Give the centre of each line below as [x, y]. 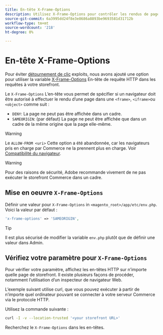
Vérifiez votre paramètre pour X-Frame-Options [76, 258]
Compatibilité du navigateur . [33, 153]
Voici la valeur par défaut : [31, 210]
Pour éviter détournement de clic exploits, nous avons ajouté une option [77, 74]
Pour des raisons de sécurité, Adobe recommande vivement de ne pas [76, 172]
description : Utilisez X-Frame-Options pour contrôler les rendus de [77, 14]
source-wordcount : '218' [30, 28]
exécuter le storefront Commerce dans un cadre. [54, 177]
